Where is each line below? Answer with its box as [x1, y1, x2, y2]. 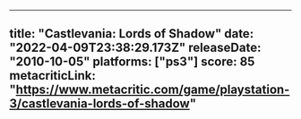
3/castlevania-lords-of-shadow [9, 96, 190, 112]
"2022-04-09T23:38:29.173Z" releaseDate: [9, 40, 262, 55]
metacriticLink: [9, 68, 96, 83]
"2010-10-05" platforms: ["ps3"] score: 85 [9, 55, 255, 70]
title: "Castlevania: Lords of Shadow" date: [9, 26, 254, 41]
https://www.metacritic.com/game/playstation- [15, 82, 290, 98]
